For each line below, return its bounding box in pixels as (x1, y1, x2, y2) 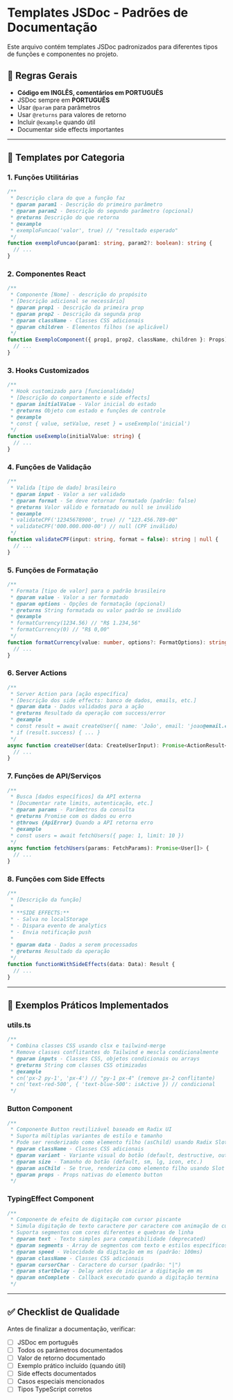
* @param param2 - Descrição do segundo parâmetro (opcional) (10, 208, 194, 215)
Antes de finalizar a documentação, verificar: (7, 1324, 136, 1333)
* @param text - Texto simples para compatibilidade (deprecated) (10, 1236, 207, 1243)
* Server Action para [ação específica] (10, 690, 129, 697)
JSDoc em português (17, 1338, 78, 1346)
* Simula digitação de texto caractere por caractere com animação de (10, 1223, 218, 1230)
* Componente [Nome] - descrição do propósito (10, 291, 148, 299)
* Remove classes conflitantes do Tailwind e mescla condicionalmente (10, 1049, 218, 1056)
